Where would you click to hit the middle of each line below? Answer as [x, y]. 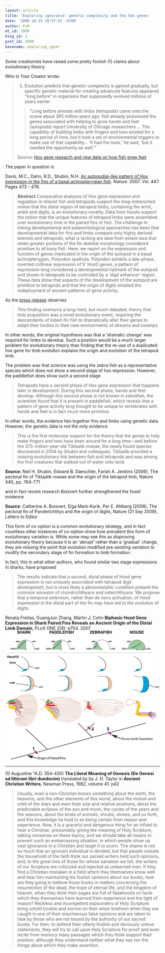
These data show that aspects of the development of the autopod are [87, 280]
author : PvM [17, 26]
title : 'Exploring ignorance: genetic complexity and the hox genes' [78, 16]
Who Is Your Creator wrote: [33, 76]
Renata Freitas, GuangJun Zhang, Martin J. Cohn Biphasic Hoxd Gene [76, 618]
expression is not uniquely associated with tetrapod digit [74, 582]
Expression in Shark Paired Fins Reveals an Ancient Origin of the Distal [79, 623]
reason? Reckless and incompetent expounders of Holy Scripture [83, 903]
